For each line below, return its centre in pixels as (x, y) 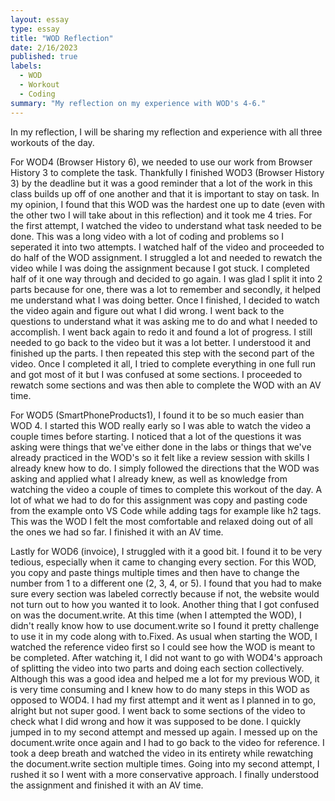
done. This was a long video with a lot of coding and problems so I (147, 236)
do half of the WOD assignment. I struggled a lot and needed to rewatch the (166, 257)
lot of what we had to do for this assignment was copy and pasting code (159, 500)
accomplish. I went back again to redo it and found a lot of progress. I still (161, 332)
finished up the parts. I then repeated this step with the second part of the (162, 353)
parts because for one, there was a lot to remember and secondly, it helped (166, 289)
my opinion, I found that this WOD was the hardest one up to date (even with (168, 204)
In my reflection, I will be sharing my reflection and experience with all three (166, 132)
